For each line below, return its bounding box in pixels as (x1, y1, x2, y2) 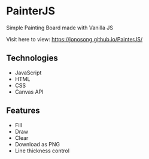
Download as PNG (14, 140, 60, 148)
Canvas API (14, 88, 44, 95)
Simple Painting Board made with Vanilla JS (6, 24, 114, 31)
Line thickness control (14, 147, 70, 154)
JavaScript (14, 69, 42, 76)
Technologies (6, 53, 59, 64)
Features (6, 106, 40, 116)
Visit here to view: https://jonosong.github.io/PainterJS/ (6, 35, 143, 43)
